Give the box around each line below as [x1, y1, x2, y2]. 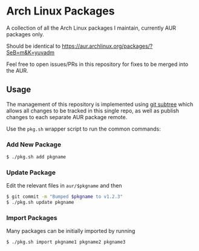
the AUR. [6, 67, 28, 74]
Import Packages [6, 214, 57, 222]
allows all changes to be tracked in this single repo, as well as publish [6, 107, 180, 114]
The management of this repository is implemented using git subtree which [6, 100, 194, 108]
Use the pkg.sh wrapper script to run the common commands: [6, 125, 161, 132]
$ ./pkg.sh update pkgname [6, 200, 74, 206]
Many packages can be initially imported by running [6, 227, 135, 235]
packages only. [6, 30, 44, 37]
